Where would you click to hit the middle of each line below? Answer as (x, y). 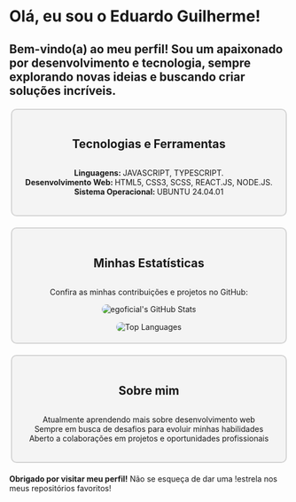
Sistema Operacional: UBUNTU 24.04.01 (149, 192)
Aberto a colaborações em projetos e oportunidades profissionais (149, 439)
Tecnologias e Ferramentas (149, 144)
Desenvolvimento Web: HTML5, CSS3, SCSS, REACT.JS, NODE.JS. (149, 183)
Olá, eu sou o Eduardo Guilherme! (135, 16)
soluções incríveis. (63, 90)
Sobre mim (149, 391)
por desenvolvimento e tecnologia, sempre (130, 63)
